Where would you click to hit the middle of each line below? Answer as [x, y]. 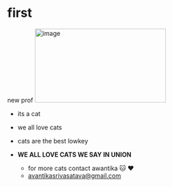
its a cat [29, 113]
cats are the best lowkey [53, 141]
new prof [20, 100]
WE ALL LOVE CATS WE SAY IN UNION [74, 154]
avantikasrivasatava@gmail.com [74, 175]
